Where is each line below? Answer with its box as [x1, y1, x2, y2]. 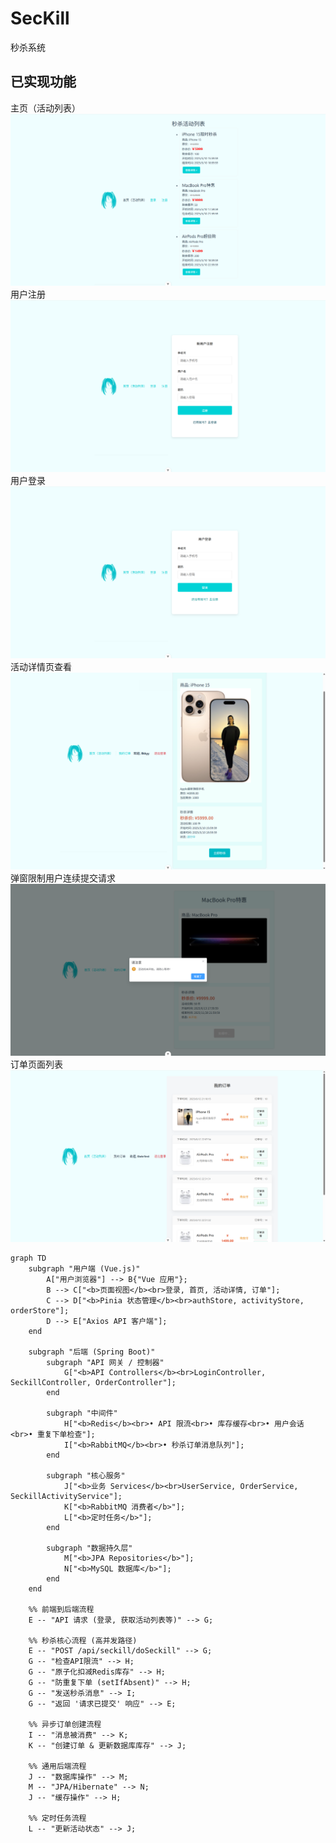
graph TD [10, 1253, 47, 1263]
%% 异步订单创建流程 [28, 1719, 102, 1729]
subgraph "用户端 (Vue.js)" [28, 1263, 141, 1274]
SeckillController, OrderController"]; [10, 1377, 177, 1387]
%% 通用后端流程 [28, 1761, 87, 1771]
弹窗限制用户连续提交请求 [10, 872, 116, 884]
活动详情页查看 [10, 661, 72, 673]
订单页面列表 [10, 1058, 63, 1070]
